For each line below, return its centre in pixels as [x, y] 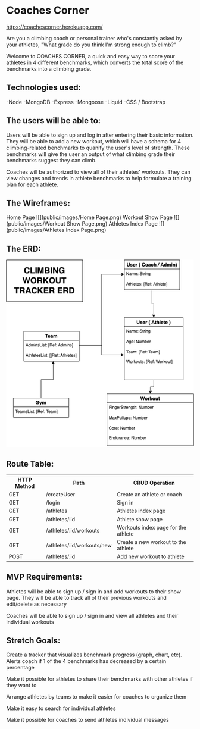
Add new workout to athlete [151, 556]
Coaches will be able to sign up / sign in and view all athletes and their [92, 615]
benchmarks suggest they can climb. [51, 160]
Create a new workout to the [151, 542]
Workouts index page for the [151, 527]
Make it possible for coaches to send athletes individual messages [88, 720]
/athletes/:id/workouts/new [79, 545]
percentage [20, 668]
